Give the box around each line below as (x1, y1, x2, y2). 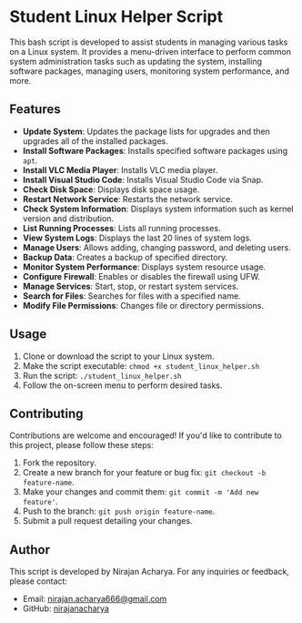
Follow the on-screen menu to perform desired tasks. (22, 380, 223, 391)
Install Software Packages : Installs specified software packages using (22, 145, 288, 156)
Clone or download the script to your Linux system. (22, 351, 215, 362)
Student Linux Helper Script (9, 6, 224, 27)
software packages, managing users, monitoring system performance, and (9, 66, 289, 77)
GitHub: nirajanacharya (22, 603, 109, 614)
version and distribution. (22, 212, 115, 224)
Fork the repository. (22, 457, 97, 468)
